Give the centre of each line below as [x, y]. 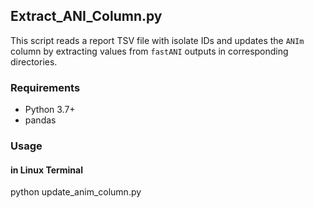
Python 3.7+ [50, 110]
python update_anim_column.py [76, 192]
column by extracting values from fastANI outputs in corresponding [149, 51]
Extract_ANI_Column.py [86, 16]
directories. [34, 61]
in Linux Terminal [47, 170]
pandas [40, 120]
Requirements [45, 87]
